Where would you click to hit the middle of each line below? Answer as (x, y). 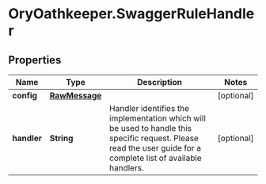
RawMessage (76, 96)
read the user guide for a (156, 148)
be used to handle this (151, 128)
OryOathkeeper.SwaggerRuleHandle (131, 14)
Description (160, 82)
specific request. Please (154, 138)
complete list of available (156, 158)
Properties (35, 60)
